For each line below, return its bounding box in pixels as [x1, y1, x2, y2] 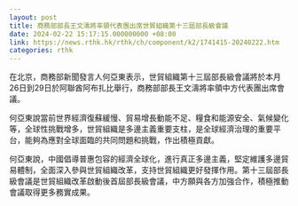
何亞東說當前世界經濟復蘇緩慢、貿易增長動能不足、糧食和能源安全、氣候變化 [9, 113, 289, 123]
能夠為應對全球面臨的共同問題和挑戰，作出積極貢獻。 [24, 135, 219, 146]
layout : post [9, 12, 58, 22]
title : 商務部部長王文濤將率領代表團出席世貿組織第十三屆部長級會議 [9, 21, 229, 30]
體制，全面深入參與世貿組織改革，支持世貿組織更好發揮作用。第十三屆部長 [16, 165, 289, 176]
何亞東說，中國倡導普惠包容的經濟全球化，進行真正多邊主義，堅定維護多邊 [9, 154, 281, 164]
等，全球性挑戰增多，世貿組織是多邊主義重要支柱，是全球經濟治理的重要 [9, 123, 273, 134]
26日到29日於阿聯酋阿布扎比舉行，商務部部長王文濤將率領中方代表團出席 [9, 83, 278, 93]
